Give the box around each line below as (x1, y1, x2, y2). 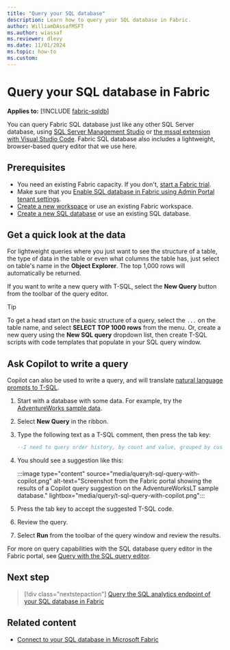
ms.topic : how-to (7, 49, 57, 56)
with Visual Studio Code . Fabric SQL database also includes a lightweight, (7, 134, 216, 143)
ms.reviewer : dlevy (7, 36, 63, 43)
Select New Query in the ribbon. (16, 418, 109, 426)
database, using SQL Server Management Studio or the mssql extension (7, 128, 211, 136)
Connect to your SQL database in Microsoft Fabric (16, 635, 159, 643)
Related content (7, 617, 77, 629)
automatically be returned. (7, 269, 81, 278)
